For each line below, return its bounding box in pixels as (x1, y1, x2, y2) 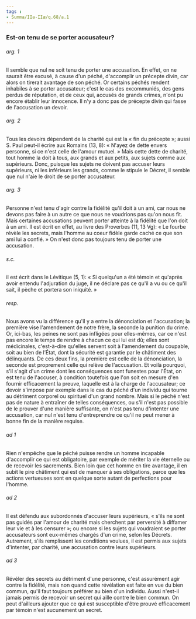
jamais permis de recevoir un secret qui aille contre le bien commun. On (6, 594, 180, 601)
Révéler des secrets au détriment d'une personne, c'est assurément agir (6, 575, 180, 583)
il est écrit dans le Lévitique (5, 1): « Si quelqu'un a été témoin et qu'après (6, 274, 183, 281)
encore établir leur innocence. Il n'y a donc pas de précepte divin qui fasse (6, 98, 187, 105)
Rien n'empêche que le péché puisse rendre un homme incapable (6, 449, 165, 456)
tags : (6, 8, 22, 15)
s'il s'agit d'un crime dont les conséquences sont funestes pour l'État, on (6, 368, 183, 375)
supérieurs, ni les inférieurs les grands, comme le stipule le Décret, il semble (6, 166, 190, 173)
